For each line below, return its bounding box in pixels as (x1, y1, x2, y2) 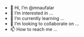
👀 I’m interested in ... (10, 10, 53, 16)
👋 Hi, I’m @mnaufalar (10, 5, 54, 10)
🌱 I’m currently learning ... (10, 15, 65, 21)
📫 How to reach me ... (10, 26, 58, 32)
